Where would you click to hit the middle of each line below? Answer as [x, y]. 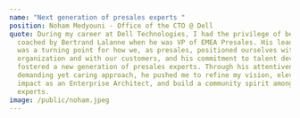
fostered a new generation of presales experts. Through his [133, 67]
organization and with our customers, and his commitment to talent [147, 59]
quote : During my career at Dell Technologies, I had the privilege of [145, 34]
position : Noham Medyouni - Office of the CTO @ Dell [112, 26]
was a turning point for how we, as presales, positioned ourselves [147, 51]
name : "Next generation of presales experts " [97, 17]
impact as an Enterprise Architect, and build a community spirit [143, 83]
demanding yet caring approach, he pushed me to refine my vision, [146, 75]
